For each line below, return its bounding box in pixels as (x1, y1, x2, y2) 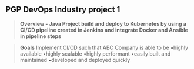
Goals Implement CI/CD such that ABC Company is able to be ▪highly (19, 44, 189, 51)
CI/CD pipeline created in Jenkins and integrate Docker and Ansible (19, 26, 189, 33)
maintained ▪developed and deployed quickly (19, 56, 131, 63)
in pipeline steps (19, 32, 62, 40)
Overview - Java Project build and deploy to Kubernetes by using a (19, 20, 186, 27)
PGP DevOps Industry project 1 (5, 5, 121, 15)
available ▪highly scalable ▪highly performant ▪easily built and (19, 50, 171, 57)
